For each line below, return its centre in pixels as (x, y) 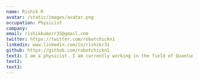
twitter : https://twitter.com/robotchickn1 (61, 39)
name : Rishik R (25, 12)
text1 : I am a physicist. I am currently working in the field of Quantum (100, 56)
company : (17, 28)
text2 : (14, 61)
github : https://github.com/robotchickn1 (58, 50)
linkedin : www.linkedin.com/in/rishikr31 (58, 45)
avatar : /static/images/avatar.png (50, 17)
